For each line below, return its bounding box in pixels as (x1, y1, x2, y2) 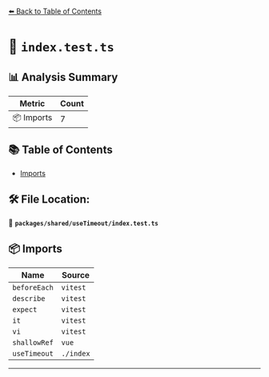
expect (12, 305, 38, 315)
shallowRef (12, 339, 54, 347)
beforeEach (12, 283, 54, 292)
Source (61, 270, 90, 281)
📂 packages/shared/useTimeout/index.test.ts (8, 218, 159, 227)
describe (12, 295, 46, 303)
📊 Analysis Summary (8, 70, 118, 84)
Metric (19, 98, 46, 109)
